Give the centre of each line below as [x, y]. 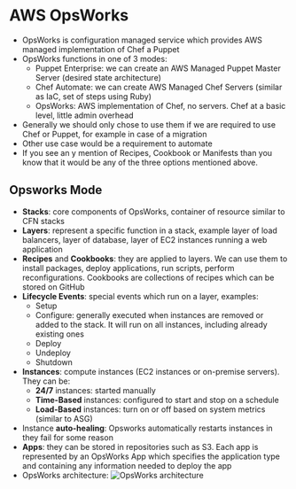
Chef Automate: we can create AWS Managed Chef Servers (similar [159, 87]
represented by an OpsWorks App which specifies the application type [151, 456]
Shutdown [54, 362]
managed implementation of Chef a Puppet [101, 49]
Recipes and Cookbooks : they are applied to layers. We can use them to [155, 259]
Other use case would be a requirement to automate [117, 144]
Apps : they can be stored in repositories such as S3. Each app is [140, 446]
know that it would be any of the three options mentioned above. [140, 162]
